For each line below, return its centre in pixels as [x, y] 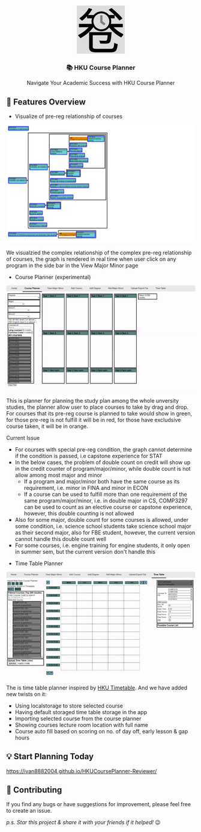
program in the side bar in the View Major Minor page [72, 266]
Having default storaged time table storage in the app [81, 712]
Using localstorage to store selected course [69, 706]
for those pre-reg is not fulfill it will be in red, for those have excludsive [94, 420]
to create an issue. [29, 811]
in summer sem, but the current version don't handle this [85, 551]
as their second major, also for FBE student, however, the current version [105, 532]
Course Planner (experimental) [53, 277]
